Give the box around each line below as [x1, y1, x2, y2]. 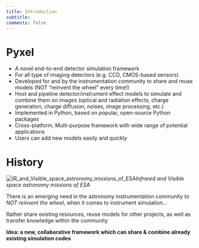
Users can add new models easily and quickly [14, 134, 128, 142]
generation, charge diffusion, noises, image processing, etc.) [14, 103, 165, 110]
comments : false [6, 20, 46, 26]
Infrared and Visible [135, 175, 184, 182]
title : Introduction [6, 8, 58, 15]
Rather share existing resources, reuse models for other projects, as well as [6, 211, 191, 218]
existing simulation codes [6, 235, 71, 242]
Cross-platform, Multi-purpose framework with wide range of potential [14, 122, 188, 129]
